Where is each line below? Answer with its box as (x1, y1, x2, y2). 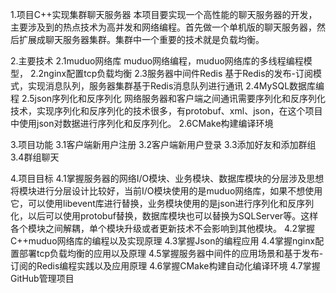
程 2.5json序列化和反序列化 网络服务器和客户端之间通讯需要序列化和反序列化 (10, 93, 326, 104)
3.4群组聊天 (10, 151, 60, 163)
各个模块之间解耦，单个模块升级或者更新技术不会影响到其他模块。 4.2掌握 (10, 223, 316, 234)
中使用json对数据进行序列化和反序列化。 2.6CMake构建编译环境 (10, 118, 274, 129)
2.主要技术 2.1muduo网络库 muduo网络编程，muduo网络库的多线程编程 (10, 55, 304, 67)
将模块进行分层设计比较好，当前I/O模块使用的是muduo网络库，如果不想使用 (10, 185, 323, 197)
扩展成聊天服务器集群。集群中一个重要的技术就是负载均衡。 (18, 34, 265, 45)
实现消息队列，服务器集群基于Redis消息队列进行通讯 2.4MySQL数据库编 (27, 80, 325, 92)
